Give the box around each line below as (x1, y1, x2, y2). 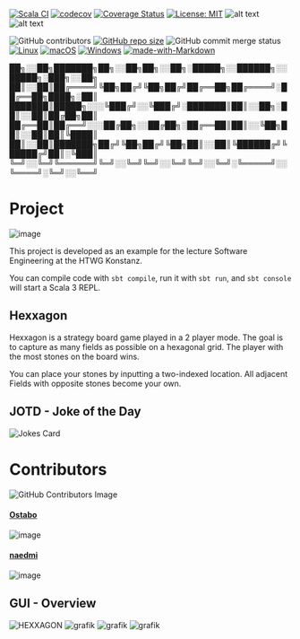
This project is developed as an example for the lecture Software (9, 245, 248, 256)
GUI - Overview (9, 596, 97, 611)
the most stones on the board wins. (9, 351, 141, 362)
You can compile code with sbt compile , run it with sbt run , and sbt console (9, 272, 292, 283)
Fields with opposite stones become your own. (9, 378, 182, 389)
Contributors (9, 459, 107, 479)
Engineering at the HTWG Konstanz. (9, 255, 143, 266)
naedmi (9, 550, 39, 561)
